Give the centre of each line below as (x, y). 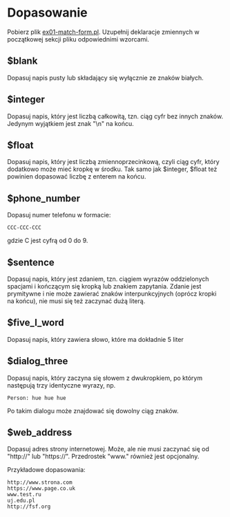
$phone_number (44, 198)
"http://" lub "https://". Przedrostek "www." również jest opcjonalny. (103, 456)
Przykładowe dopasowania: (46, 470)
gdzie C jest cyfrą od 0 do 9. (48, 241)
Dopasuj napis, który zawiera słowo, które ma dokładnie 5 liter (96, 339)
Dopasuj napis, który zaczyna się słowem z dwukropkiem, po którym (105, 378)
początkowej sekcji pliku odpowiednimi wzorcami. (78, 39)
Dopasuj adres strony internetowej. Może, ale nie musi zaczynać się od (108, 449)
